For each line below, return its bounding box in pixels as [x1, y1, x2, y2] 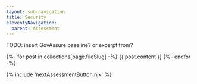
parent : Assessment [11, 25, 60, 32]
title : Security [6, 14, 46, 20]
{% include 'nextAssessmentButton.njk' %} [6, 71, 112, 78]
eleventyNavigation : [6, 20, 58, 26]
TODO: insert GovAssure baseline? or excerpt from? [6, 42, 133, 49]
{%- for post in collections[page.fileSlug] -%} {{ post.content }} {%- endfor [6, 53, 191, 60]
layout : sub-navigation [6, 8, 65, 15]
